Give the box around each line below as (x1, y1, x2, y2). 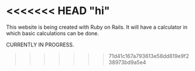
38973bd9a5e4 (108, 59, 146, 66)
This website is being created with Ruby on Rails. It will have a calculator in (6, 23, 187, 31)
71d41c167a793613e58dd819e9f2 (108, 52, 190, 59)
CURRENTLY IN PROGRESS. (6, 41, 75, 48)
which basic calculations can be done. (6, 29, 99, 36)
